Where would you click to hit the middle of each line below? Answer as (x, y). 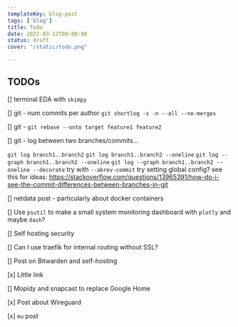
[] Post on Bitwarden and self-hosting (62, 261)
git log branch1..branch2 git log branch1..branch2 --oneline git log (113, 155)
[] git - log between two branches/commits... (73, 140)
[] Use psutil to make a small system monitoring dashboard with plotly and (119, 212)
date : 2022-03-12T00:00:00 (47, 34)
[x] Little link (26, 274)
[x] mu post (23, 316)
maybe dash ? (26, 219)
